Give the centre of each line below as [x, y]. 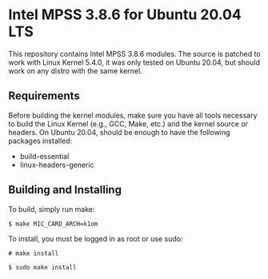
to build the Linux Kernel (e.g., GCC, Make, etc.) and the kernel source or [128, 124]
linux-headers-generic [57, 165]
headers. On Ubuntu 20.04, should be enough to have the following [119, 132]
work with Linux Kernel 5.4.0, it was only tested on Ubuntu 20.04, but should [134, 62]
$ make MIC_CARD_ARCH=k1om [53, 224]
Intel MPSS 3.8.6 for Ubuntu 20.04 [125, 15]
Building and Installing [65, 190]
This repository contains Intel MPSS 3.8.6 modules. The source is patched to [134, 54]
